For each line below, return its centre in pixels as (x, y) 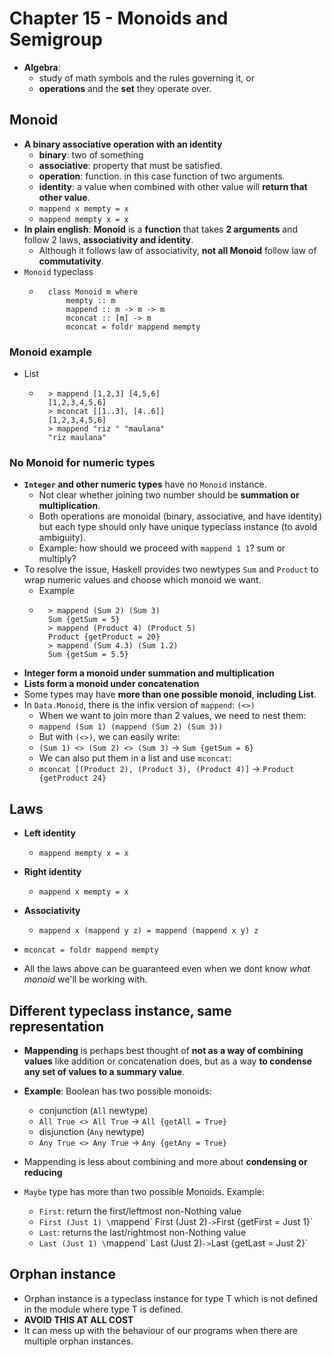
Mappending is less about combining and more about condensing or (165, 1161)
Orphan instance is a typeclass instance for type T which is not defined (171, 1298)
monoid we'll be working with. (85, 979)
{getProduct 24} (72, 778)
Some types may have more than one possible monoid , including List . (170, 694)
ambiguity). (62, 538)
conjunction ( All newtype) (93, 1110)
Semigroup (56, 39)
